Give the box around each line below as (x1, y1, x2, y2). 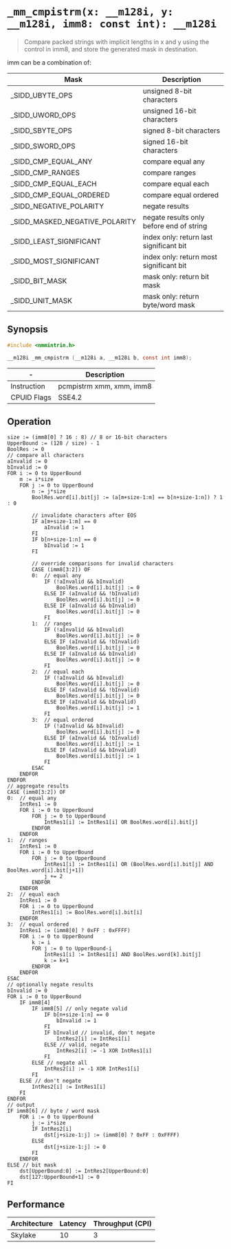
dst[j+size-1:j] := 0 (43, 1144, 107, 1151)
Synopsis (7, 324, 48, 335)
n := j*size (32, 488, 67, 495)
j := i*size (32, 1120, 67, 1127)
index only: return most (142, 252, 218, 261)
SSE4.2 (58, 393, 82, 402)
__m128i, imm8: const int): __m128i (7, 18, 217, 31)
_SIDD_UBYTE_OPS (10, 90, 73, 100)
